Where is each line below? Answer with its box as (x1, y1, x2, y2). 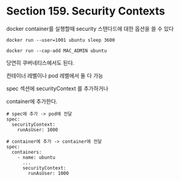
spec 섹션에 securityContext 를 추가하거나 (6, 85, 108, 92)
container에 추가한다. (6, 97, 58, 105)
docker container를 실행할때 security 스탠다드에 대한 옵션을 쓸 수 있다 (6, 25, 174, 32)
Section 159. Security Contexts (6, 4, 165, 18)
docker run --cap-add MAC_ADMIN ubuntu (6, 47, 107, 54)
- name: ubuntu (17, 154, 56, 160)
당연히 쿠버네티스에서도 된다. (6, 59, 75, 66)
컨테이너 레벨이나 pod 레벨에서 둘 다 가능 (6, 71, 104, 79)
